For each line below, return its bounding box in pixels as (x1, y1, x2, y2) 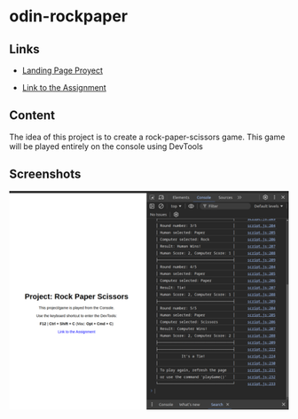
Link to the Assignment (21, 83, 106, 92)
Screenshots (9, 167, 82, 182)
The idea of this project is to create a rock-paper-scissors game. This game (9, 131, 286, 142)
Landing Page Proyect (21, 65, 104, 75)
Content (9, 108, 56, 123)
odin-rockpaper (9, 6, 129, 27)
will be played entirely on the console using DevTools (9, 140, 204, 152)
